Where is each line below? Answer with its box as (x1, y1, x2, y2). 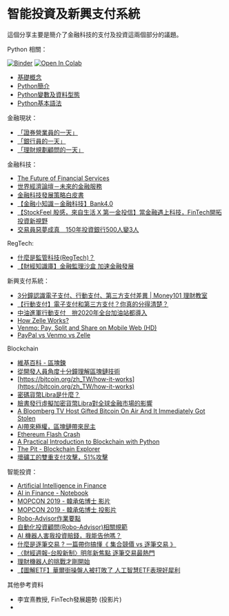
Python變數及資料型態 (17, 90, 81, 99)
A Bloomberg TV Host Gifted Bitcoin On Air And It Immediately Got (17, 406, 206, 415)
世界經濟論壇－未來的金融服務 (17, 182, 102, 190)
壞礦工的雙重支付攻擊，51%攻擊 (17, 453, 108, 461)
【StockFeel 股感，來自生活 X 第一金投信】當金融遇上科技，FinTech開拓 (17, 208, 222, 216)
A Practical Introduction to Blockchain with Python (17, 437, 160, 446)
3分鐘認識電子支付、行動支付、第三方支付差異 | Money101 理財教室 (17, 291, 208, 299)
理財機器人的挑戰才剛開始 (17, 557, 90, 566)
